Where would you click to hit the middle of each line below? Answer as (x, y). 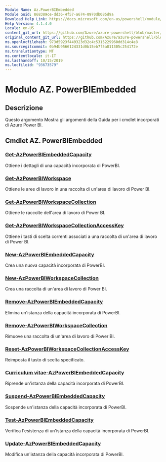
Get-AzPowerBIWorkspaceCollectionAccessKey (65, 226)
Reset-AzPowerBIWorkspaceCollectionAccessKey (67, 349)
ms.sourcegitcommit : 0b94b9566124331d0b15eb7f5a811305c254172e (72, 47)
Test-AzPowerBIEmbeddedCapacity (49, 420)
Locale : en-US (20, 28)
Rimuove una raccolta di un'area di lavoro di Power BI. (60, 336)
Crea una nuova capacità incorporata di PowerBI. (55, 265)
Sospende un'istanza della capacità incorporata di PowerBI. (66, 407)
